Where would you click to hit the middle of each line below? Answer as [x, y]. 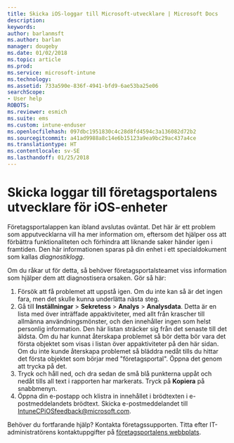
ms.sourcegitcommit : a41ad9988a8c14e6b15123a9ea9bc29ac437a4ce [102, 138]
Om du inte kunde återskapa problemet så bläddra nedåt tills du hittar [118, 351]
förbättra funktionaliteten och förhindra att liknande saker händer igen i [110, 242]
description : [26, 20]
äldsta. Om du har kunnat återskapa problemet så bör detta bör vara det [122, 336]
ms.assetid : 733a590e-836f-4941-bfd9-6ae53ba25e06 [83, 86]
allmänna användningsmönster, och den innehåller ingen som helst [114, 321]
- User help [25, 99]
